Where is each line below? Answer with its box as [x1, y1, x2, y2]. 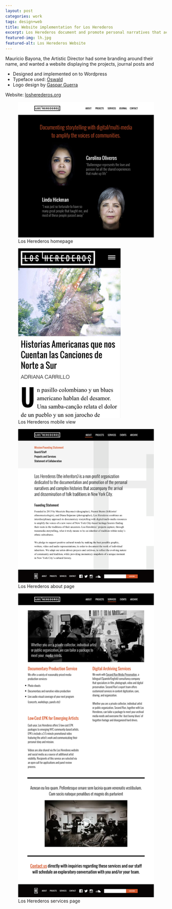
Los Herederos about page [18, 583, 75, 590]
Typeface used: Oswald [12, 76, 63, 82]
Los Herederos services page [18, 898, 81, 904]
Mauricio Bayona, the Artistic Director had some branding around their [5, 55, 154, 62]
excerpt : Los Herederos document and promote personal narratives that [5, 30, 161, 35]
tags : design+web [5, 19, 42, 24]
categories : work [5, 13, 42, 19]
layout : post [5, 8, 33, 13]
